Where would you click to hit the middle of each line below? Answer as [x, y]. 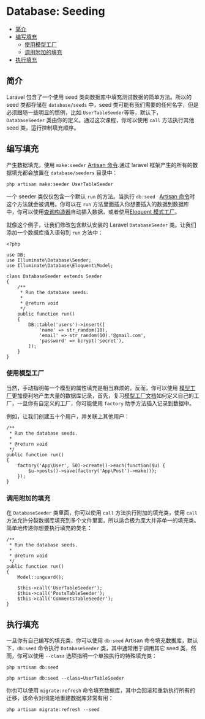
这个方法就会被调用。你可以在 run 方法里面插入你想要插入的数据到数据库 [98, 204]
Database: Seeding [56, 11]
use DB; [16, 255]
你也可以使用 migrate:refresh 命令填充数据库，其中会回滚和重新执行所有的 [101, 690]
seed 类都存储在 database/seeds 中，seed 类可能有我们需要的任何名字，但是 [102, 104]
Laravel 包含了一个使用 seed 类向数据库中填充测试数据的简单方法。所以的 [99, 97]
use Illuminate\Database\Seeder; [49, 260]
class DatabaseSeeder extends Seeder [54, 276]
